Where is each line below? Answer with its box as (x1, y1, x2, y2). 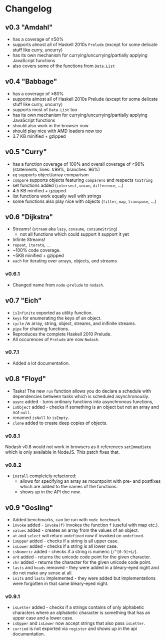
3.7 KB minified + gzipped (12, 133, 66, 139)
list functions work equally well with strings (12, 193, 101, 199)
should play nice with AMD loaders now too (12, 128, 102, 134)
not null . (12, 409, 31, 415)
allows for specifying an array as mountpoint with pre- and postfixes (19, 478, 161, 484)
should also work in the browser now (12, 122, 89, 128)
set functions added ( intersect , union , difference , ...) (12, 182, 123, 188)
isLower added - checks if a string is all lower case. (12, 543, 118, 549)
